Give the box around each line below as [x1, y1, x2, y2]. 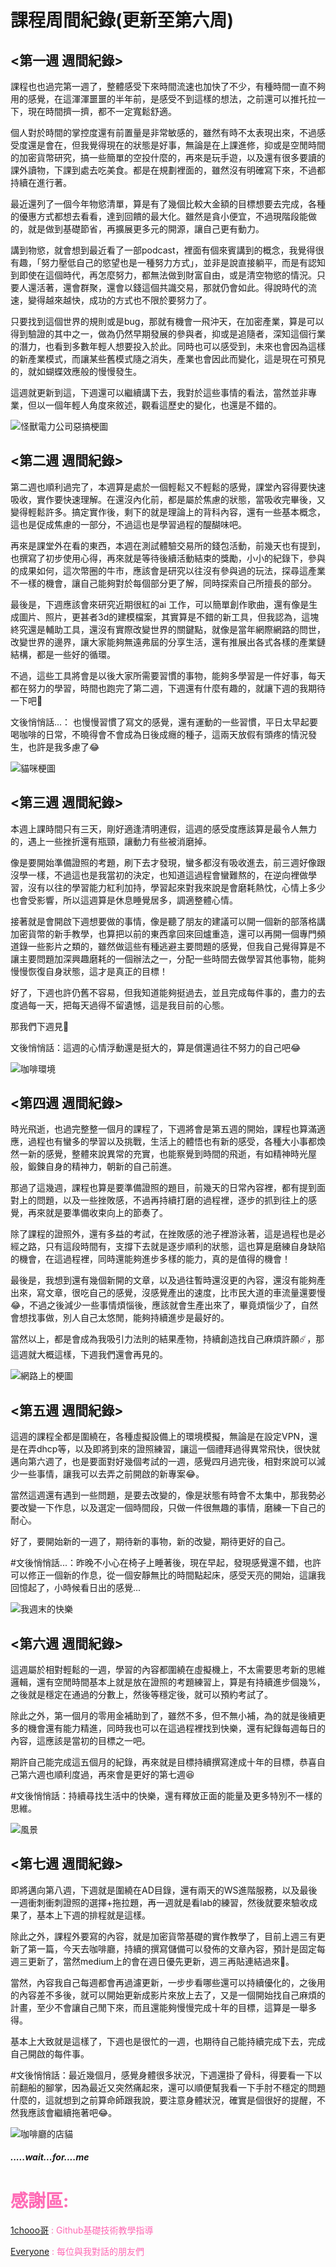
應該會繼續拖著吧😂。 [27, 2106, 118, 2118]
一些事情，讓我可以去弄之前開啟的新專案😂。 [18, 1468, 205, 1480]
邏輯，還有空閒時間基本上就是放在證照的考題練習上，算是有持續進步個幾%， [10, 1676, 326, 1688]
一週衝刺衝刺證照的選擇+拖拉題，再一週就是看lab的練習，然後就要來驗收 [10, 1896, 310, 1908]
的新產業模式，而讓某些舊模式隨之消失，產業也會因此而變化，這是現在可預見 [10, 353, 326, 365]
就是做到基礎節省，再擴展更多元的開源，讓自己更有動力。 [27, 223, 265, 235]
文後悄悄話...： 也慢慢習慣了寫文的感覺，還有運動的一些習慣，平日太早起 [10, 716, 310, 728]
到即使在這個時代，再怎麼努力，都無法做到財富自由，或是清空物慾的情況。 [10, 269, 317, 281]
